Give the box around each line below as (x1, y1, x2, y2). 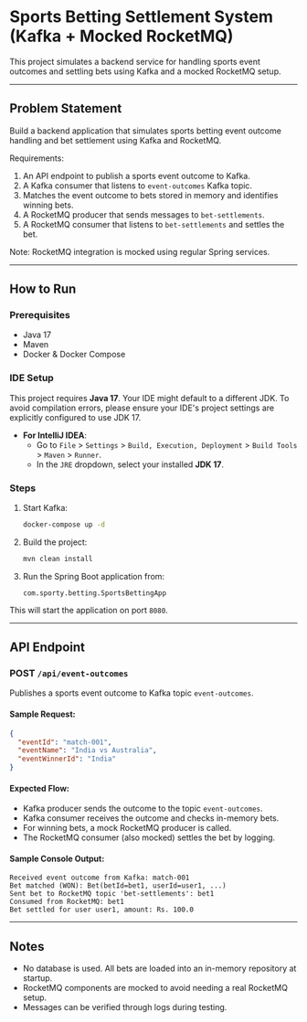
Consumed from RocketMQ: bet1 (9, 898, 125, 907)
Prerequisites (9, 309, 70, 322)
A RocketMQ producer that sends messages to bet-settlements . (22, 208, 265, 220)
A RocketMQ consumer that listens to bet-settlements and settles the (22, 218, 285, 229)
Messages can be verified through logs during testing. (22, 1002, 228, 1013)
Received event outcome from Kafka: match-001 (9, 873, 190, 883)
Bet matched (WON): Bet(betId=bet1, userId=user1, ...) (9, 881, 227, 890)
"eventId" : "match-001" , (17, 738, 112, 747)
